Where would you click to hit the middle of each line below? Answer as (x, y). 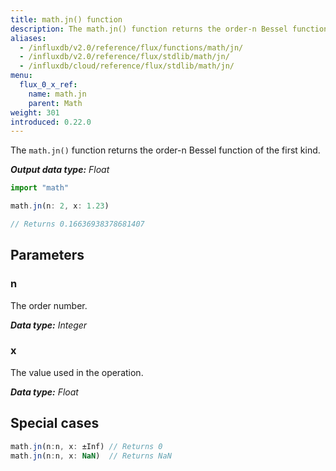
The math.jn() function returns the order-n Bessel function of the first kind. (165, 150)
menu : (21, 76)
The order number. (49, 305)
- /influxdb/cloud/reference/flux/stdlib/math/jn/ (127, 66)
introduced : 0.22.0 (51, 122)
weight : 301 (35, 112)
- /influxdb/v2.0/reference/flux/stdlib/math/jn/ (124, 57)
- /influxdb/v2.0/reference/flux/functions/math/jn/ (131, 47)
